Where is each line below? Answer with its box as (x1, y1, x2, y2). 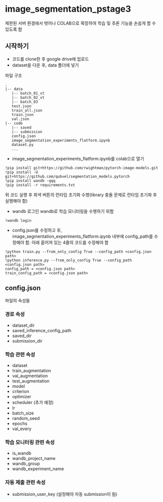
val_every (12, 426, 32, 432)
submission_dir (12, 338, 43, 343)
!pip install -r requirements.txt (5, 183, 76, 187)
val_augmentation (12, 373, 48, 379)
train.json (11, 112, 34, 117)
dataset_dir (12, 322, 35, 328)
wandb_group (12, 461, 40, 467)
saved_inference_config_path (12, 327, 72, 333)
